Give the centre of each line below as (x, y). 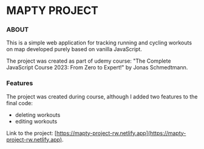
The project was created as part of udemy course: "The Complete (89, 61)
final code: (20, 103)
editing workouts (36, 121)
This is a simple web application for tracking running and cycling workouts (99, 43)
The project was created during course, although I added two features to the (102, 96)
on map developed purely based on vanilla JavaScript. (74, 49)
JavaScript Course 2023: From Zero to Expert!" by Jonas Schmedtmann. (97, 68)
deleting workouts (38, 115)
